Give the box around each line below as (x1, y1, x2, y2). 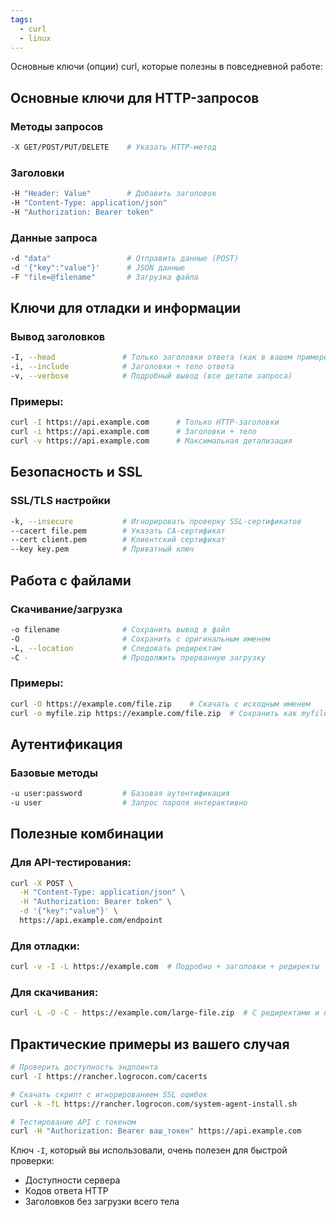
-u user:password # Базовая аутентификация (10, 789, 230, 799)
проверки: (10, 1155, 55, 1167)
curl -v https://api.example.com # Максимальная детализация (10, 436, 293, 446)
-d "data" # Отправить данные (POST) (10, 254, 240, 264)
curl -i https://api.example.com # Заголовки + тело (10, 427, 257, 437)
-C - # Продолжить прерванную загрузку (10, 652, 267, 663)
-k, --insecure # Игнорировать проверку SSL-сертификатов (10, 516, 302, 526)
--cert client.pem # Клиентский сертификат (10, 535, 226, 545)
